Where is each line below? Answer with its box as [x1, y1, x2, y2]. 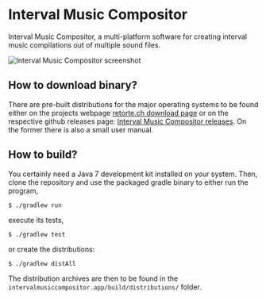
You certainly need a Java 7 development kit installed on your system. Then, [8, 169, 258, 178]
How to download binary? [8, 79, 137, 92]
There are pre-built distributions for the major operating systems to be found [8, 99, 259, 109]
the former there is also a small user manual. [8, 125, 154, 134]
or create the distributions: [8, 244, 95, 254]
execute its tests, [8, 215, 64, 224]
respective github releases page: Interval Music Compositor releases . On [8, 117, 247, 126]
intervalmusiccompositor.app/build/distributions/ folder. [8, 282, 202, 291]
